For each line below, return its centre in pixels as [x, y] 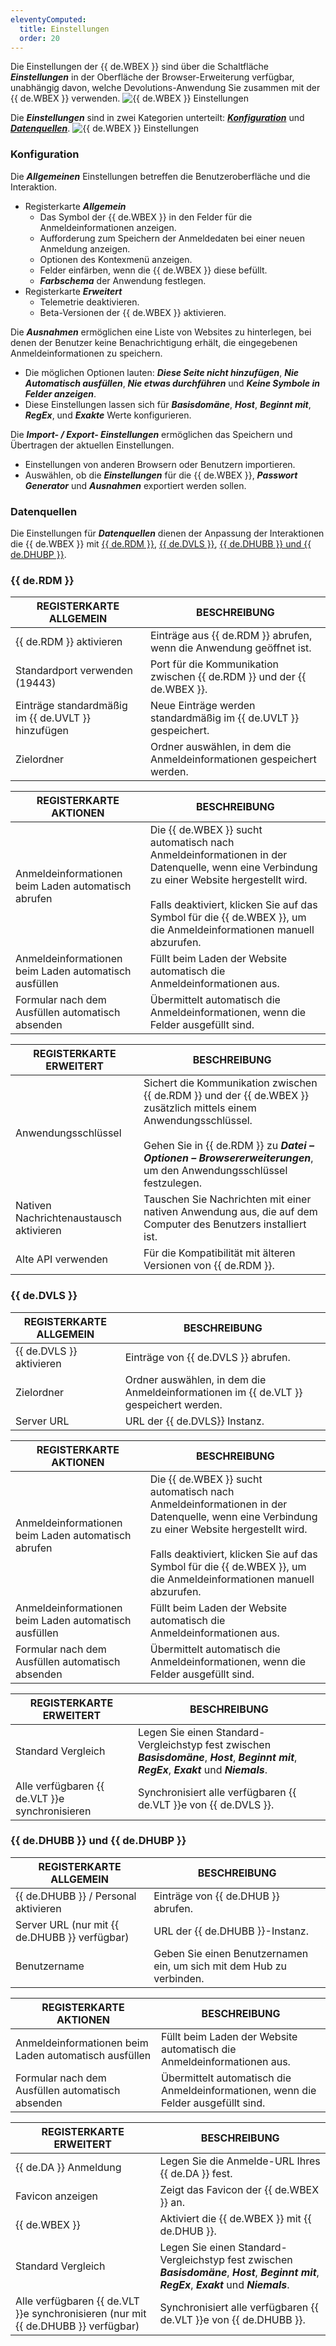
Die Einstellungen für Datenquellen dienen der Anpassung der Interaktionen [167, 533]
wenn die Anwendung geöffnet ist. [230, 648]
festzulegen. [172, 1183]
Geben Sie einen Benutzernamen [231, 1953]
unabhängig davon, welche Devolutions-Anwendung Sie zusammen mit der [165, 88]
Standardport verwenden [74, 671]
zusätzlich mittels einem [200, 1108]
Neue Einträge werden [202, 706]
